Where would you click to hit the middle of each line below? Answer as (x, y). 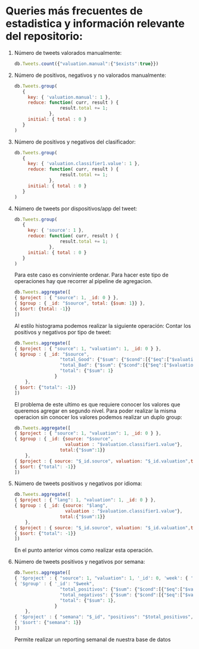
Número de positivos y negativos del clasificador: (75, 142)
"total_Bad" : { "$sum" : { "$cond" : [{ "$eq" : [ (113, 365)
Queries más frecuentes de (74, 11)
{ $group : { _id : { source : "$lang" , (61, 506)
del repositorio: (44, 36)
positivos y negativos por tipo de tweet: (63, 332)
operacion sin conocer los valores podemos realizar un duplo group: (98, 417)
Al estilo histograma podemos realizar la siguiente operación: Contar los (102, 325)
